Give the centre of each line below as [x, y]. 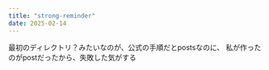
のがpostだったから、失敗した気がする [72, 57]
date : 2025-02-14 [38, 23]
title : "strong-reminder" [52, 16]
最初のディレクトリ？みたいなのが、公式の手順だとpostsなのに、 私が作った [135, 47]
